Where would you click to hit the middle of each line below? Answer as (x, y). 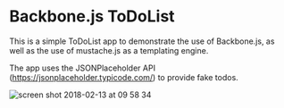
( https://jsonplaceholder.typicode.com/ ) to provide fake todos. (124, 77)
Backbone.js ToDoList (92, 17)
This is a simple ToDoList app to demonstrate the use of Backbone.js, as (142, 41)
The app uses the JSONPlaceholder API (83, 68)
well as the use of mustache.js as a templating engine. (109, 50)
